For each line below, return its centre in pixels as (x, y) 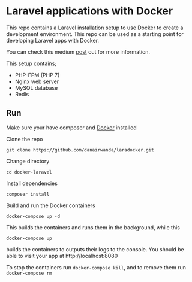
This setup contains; (31, 63)
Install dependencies (32, 183)
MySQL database (36, 87)
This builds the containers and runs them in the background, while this (93, 227)
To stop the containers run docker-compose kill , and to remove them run (96, 267)
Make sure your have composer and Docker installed (71, 128)
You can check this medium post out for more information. (78, 51)
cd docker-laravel (29, 172)
